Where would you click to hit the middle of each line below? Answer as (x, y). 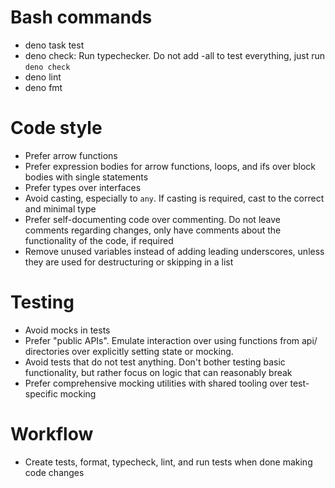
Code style (56, 128)
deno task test (54, 45)
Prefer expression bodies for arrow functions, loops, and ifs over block (170, 166)
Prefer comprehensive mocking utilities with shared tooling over (156, 383)
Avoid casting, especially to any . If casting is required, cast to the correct (174, 198)
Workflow (52, 434)
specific (41, 393)
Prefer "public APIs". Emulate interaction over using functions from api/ (171, 340)
